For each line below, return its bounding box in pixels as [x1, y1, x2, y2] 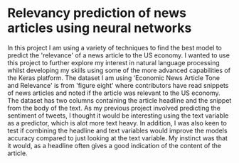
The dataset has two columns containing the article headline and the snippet [7, 96, 232, 104]
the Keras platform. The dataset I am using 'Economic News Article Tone [7, 73, 221, 82]
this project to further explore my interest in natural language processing [7, 58, 221, 67]
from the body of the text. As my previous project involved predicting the [7, 103, 221, 112]
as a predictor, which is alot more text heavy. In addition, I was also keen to [7, 118, 228, 127]
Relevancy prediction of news [7, 5, 187, 21]
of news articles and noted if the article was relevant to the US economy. [7, 89, 221, 97]
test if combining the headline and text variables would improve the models [7, 126, 228, 135]
